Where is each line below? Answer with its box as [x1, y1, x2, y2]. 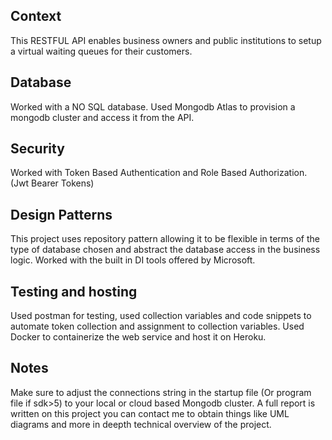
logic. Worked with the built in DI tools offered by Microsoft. [10, 254, 256, 266]
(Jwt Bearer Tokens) [10, 177, 95, 189]
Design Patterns [10, 206, 113, 223]
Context [10, 8, 62, 25]
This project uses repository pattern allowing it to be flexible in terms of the [10, 233, 320, 245]
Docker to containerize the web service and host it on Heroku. [10, 331, 267, 343]
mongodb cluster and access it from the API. [10, 111, 195, 123]
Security [10, 140, 65, 158]
